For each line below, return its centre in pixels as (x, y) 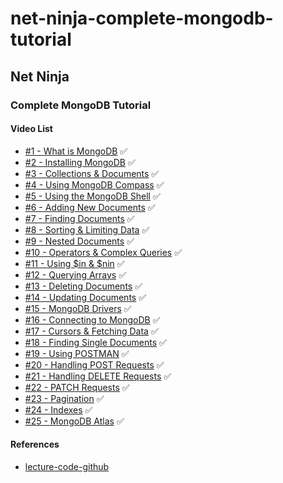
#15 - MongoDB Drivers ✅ (78, 308)
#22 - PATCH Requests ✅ (77, 387)
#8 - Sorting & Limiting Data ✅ (87, 229)
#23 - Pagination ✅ (64, 398)
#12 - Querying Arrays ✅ (75, 274)
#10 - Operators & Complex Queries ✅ (103, 252)
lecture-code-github (67, 466)
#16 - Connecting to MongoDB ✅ (92, 319)
